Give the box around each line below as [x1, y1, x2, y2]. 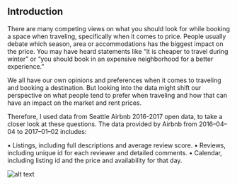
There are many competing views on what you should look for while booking [7, 24, 230, 33]
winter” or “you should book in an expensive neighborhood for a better [7, 55, 214, 63]
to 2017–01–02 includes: [16, 127, 87, 135]
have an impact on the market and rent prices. [7, 99, 142, 107]
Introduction [7, 6, 64, 18]
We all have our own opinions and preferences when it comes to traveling [7, 76, 221, 84]
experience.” [7, 62, 45, 70]
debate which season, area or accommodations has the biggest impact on [7, 39, 224, 48]
